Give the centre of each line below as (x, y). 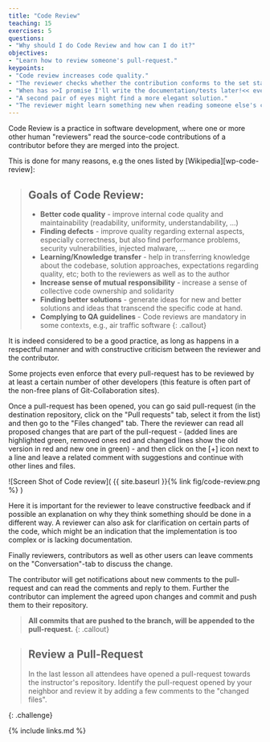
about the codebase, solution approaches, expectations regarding (149, 265)
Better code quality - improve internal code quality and (131, 214)
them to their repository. (48, 605)
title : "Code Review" (45, 16)
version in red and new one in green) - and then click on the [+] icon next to (134, 449)
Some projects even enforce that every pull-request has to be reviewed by (131, 373)
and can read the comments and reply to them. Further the (133, 588)
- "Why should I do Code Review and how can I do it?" (102, 46)
